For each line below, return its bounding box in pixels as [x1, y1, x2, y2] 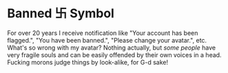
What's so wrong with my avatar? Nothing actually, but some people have [7, 43, 216, 52]
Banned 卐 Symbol [7, 6, 115, 21]
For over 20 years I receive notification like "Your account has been [7, 28, 198, 37]
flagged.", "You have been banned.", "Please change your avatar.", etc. [7, 36, 207, 44]
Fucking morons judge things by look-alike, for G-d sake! [7, 58, 169, 66]
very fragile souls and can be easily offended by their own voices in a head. [7, 50, 222, 59]
